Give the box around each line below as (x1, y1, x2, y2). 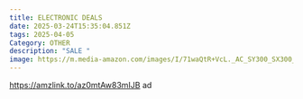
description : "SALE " (9, 47, 91, 56)
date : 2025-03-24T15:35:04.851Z (9, 22, 131, 31)
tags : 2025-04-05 (9, 30, 75, 39)
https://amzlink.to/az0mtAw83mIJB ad (9, 80, 152, 90)
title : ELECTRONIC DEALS (9, 13, 103, 22)
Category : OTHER (9, 38, 70, 48)
